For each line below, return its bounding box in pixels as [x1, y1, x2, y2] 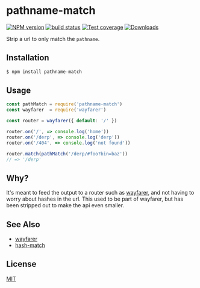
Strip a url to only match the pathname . [6, 35, 100, 42]
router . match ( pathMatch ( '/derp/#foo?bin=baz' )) [6, 151, 128, 157]
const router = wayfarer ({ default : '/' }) [6, 118, 117, 124]
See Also [6, 219, 40, 230]
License [6, 259, 37, 269]
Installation [6, 52, 49, 63]
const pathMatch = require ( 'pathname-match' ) [6, 101, 122, 107]
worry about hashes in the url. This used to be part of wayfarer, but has [6, 195, 184, 202]
